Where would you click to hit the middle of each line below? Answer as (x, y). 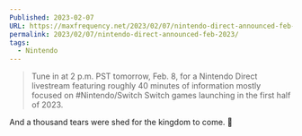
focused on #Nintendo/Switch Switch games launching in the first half (161, 96)
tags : (19, 42)
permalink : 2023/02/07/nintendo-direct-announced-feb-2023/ (124, 34)
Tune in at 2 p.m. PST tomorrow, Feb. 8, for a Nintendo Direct (144, 76)
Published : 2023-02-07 (52, 17)
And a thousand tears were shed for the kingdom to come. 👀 (121, 123)
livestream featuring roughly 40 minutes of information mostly (146, 86)
